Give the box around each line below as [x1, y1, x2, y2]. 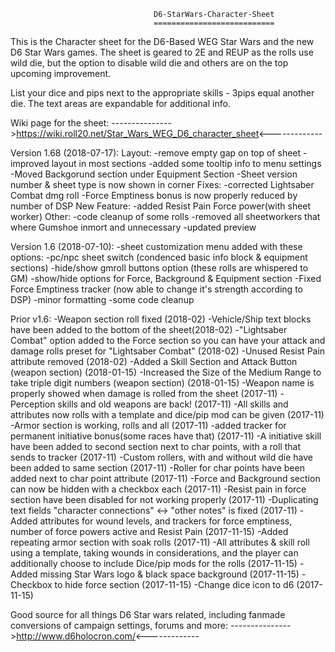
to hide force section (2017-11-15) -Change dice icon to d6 [54, 579, 295, 590]
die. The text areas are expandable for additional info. [10, 98, 231, 109]
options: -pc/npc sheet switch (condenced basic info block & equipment [10, 251, 308, 263]
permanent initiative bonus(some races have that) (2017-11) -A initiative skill [10, 430, 322, 442]
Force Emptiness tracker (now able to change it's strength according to [10, 283, 303, 295]
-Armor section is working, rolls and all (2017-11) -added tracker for [10, 420, 287, 431]
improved [10, 158, 50, 169]
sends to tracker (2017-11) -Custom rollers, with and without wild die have [10, 451, 313, 463]
